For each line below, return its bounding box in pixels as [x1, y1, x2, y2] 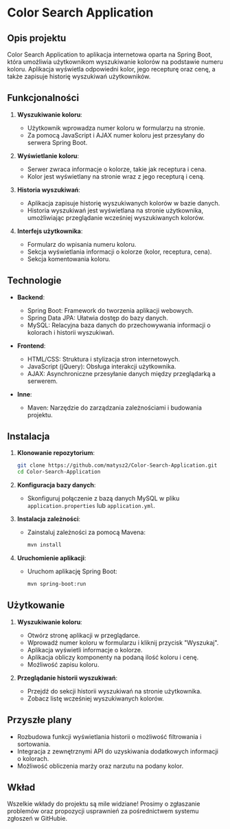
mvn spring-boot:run [27, 581, 87, 588]
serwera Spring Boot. [27, 138, 88, 146]
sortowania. [16, 740, 51, 748]
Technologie [7, 275, 62, 287]
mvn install [27, 542, 62, 549]
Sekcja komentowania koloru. [27, 254, 111, 263]
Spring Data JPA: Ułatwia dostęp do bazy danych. [27, 313, 168, 322]
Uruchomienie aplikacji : [16, 554, 87, 562]
